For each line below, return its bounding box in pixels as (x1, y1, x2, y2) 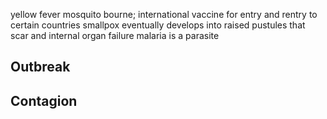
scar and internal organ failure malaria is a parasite (10, 30, 220, 41)
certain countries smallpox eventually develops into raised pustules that (10, 19, 306, 31)
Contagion (10, 92, 78, 109)
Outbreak (10, 59, 71, 76)
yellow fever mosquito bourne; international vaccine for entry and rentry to (10, 9, 318, 20)
